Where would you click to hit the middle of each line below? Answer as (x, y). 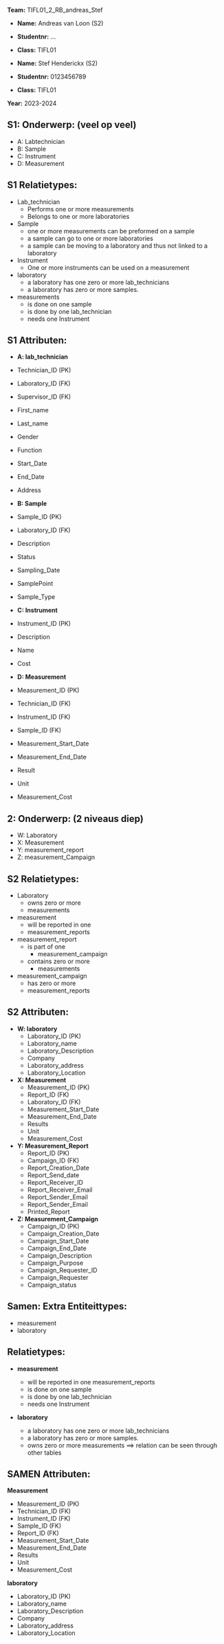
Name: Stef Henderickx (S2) (57, 63)
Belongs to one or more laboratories (78, 216)
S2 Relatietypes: (43, 879)
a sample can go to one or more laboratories (90, 238)
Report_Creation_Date (58, 1168)
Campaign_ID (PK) (53, 1226)
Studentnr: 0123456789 (52, 76)
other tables (44, 1453)
